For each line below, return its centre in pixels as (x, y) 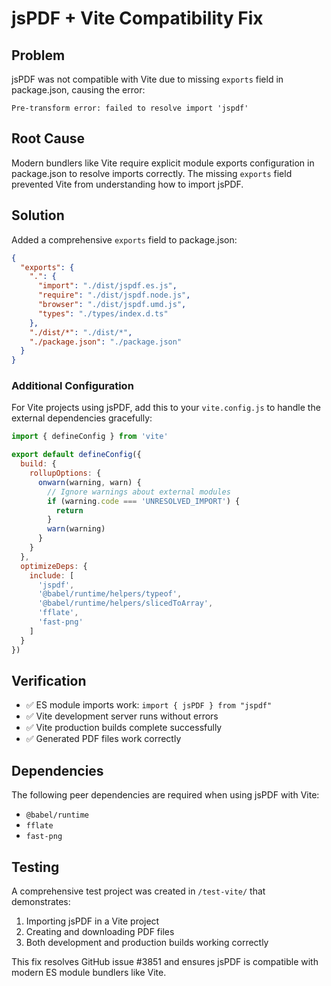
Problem (38, 55)
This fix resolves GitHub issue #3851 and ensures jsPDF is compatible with (165, 961)
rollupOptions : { (65, 473)
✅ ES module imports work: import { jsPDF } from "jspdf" (149, 705)
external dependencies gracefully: (82, 418)
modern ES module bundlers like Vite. (89, 972)
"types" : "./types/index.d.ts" (103, 313)
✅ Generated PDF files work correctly (103, 739)
